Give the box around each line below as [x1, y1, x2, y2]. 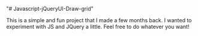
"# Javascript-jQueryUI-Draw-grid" [6, 5, 94, 12]
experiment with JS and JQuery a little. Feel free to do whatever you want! [6, 23, 190, 30]
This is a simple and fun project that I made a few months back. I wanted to [6, 17, 192, 23]
